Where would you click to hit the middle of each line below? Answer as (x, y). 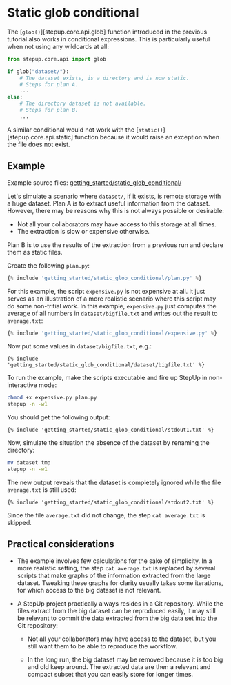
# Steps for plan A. (49, 84)
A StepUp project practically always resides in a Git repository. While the (120, 603)
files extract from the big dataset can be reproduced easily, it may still (116, 610)
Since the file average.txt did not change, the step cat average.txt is (106, 515)
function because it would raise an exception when (147, 137)
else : (15, 97)
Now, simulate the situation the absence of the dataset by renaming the (108, 443)
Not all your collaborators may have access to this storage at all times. (117, 224)
